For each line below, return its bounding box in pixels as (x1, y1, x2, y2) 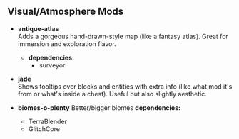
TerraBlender (28, 117, 68, 126)
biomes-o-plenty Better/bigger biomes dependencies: (17, 103, 180, 112)
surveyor (39, 60, 66, 69)
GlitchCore (28, 124, 61, 133)
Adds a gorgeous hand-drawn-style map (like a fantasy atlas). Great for (17, 32, 228, 40)
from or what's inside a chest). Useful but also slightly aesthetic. (17, 89, 207, 98)
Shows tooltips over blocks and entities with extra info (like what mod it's (17, 82, 233, 91)
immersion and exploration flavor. (17, 39, 116, 48)
